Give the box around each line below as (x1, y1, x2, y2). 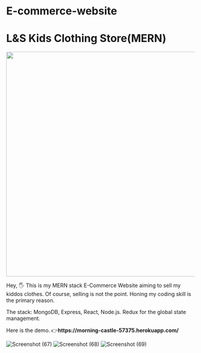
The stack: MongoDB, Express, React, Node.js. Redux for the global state (6, 309, 187, 316)
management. (6, 315, 41, 322)
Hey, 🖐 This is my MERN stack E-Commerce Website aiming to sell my (6, 282, 181, 289)
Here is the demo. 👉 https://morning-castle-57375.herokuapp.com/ (6, 327, 179, 334)
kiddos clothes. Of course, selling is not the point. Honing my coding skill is (6, 291, 191, 298)
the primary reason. (6, 297, 55, 304)
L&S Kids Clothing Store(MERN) (6, 32, 166, 46)
